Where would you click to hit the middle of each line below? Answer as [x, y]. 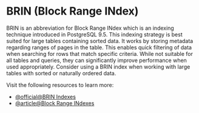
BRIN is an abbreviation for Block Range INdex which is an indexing [90, 28]
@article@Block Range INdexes [55, 103]
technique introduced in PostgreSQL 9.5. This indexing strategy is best [95, 34]
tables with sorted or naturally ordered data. [61, 73]
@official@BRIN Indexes [45, 97]
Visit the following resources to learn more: [60, 85]
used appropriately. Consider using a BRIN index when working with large [98, 67]
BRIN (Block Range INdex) [73, 11]
